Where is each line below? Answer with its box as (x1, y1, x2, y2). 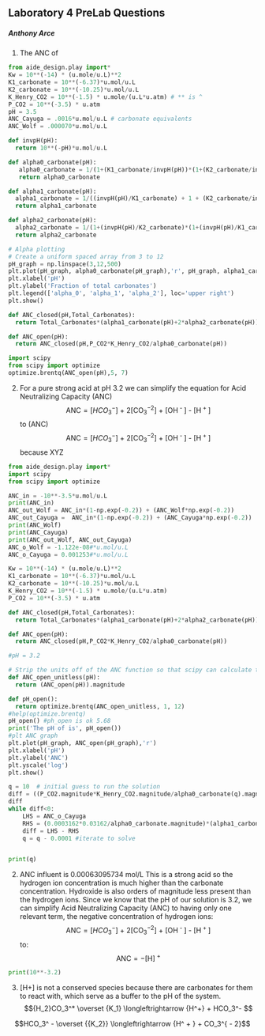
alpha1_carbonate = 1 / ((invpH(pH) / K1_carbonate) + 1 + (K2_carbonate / (15, 195, 252, 202)
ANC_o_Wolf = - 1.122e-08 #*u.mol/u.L (8, 543, 129, 551)
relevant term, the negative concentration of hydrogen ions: (19, 912, 214, 921)
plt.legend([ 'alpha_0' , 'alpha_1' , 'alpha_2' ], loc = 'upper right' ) (8, 289, 235, 297)
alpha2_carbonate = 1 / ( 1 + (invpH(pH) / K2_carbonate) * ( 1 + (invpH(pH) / (15, 224, 238, 232)
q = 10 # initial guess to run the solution (8, 783, 160, 791)
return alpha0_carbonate (18, 173, 101, 181)
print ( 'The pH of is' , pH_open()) (8, 724, 122, 732)
